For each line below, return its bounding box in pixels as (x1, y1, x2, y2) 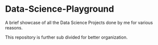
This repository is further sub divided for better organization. (5, 34, 128, 40)
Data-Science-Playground (5, 3, 114, 15)
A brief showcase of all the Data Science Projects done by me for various (5, 20, 153, 25)
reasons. (5, 24, 23, 30)
